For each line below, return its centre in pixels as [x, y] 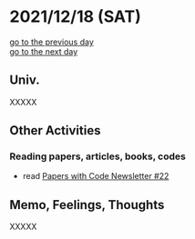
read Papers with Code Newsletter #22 [96, 176]
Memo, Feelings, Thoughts [87, 205]
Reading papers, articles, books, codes [98, 156]
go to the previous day [51, 42]
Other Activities [55, 130]
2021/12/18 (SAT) [75, 17]
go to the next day [44, 51]
